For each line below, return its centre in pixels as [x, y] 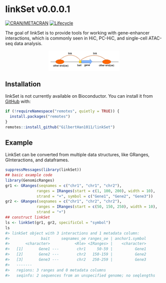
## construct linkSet [28, 217]
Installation [23, 84]
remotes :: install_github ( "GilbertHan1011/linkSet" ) [60, 127]
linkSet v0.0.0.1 [38, 9]
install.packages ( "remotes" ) [40, 116]
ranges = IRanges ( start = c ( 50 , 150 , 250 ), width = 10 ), [97, 207]
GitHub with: [18, 101]
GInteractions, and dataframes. [37, 160]
